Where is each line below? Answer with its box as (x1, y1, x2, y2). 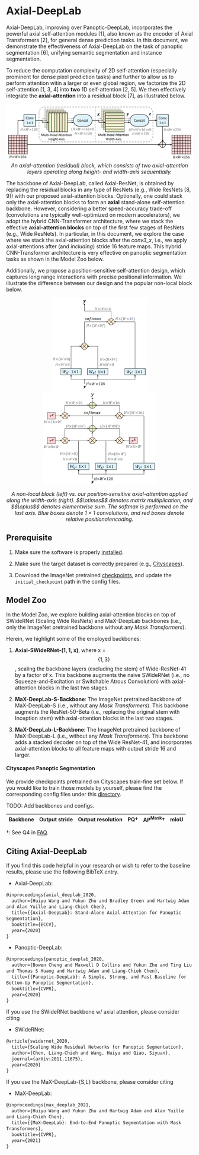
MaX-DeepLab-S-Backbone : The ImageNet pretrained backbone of (14, 695, 182, 703)
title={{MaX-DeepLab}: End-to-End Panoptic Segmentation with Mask (11, 1120, 182, 1126)
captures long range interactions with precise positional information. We (6, 273, 182, 280)
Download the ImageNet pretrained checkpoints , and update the (14, 571, 172, 578)
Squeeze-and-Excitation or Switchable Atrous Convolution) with (14, 678, 171, 685)
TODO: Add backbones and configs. (6, 802, 95, 809)
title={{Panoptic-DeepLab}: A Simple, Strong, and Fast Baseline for (11, 974, 187, 980)
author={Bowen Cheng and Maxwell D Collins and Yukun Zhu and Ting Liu (11, 962, 192, 969)
